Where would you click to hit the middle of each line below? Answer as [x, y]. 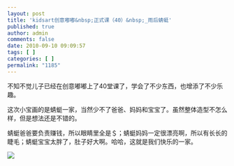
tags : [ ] [22, 53]
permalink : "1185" [34, 65]
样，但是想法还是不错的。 [44, 118]
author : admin [28, 33]
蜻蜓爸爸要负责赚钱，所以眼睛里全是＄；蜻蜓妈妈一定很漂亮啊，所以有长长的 [117, 133]
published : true [31, 26]
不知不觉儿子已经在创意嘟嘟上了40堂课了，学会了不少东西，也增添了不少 [112, 86]
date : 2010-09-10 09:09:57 [46, 46]
